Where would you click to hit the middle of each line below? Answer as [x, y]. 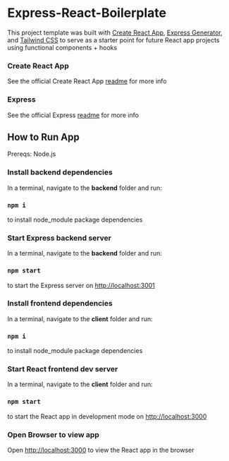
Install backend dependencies [60, 172]
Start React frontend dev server [63, 369]
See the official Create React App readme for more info [87, 81]
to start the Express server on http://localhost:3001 [81, 285]
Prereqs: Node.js [32, 154]
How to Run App [43, 137]
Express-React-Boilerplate [87, 13]
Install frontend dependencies [60, 304]
